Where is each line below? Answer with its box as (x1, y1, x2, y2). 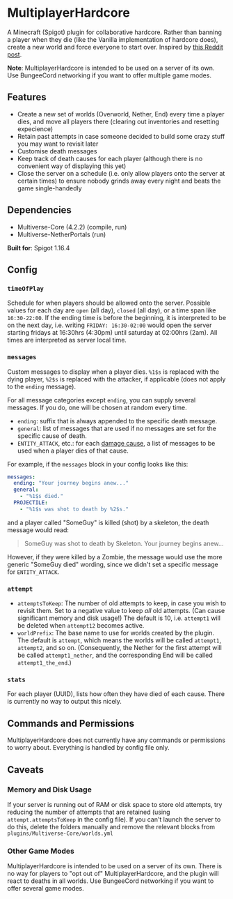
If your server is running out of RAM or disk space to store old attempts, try (7, 800, 223, 808)
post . (7, 50, 22, 59)
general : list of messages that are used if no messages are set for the (17, 424, 217, 432)
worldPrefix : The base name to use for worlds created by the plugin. (17, 629, 214, 637)
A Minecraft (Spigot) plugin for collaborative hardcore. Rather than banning (7, 28, 223, 36)
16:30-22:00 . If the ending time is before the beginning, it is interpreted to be (7, 314, 227, 322)
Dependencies (7, 204, 72, 216)
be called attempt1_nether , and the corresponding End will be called (17, 651, 214, 660)
